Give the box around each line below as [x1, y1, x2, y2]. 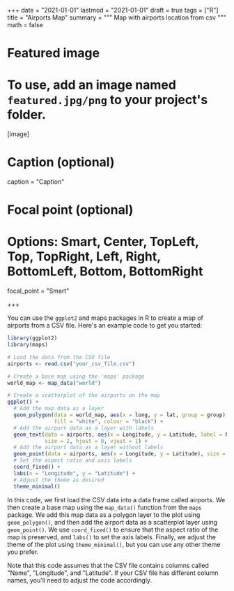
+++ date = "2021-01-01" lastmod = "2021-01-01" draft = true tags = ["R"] [7, 6, 219, 14]
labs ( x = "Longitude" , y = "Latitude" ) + [13, 469, 136, 477]
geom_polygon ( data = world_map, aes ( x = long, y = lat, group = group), [13, 411, 229, 418]
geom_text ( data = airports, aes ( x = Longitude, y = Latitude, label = [13, 431, 223, 438]
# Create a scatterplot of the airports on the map [7, 392, 160, 399]
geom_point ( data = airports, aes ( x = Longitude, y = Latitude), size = [13, 451, 226, 458]
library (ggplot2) [7, 335, 58, 342]
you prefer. [7, 548, 39, 556]
